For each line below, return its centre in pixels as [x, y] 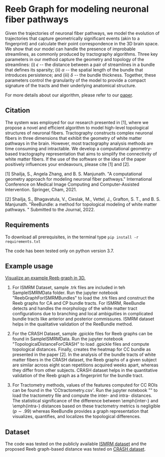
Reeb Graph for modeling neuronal [77, 9]
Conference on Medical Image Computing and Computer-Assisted [72, 184]
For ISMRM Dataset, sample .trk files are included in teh [69, 288]
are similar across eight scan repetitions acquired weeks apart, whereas [85, 365]
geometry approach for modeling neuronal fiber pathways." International [79, 179]
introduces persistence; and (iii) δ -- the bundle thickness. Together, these [81, 75]
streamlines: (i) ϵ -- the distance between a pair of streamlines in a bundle [80, 65]
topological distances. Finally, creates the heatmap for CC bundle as [82, 349]
